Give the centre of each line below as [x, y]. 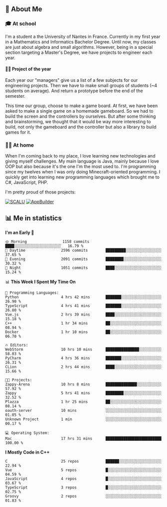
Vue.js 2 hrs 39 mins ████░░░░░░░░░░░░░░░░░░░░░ [83, 315]
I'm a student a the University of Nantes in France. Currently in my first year [83, 36]
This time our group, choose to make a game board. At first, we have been [82, 106]
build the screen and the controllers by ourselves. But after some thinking [81, 116]
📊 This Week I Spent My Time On [40, 282]
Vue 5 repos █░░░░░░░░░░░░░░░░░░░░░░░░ [83, 470]
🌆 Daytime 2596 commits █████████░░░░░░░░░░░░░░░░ [83, 250]
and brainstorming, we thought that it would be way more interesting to [78, 121]
